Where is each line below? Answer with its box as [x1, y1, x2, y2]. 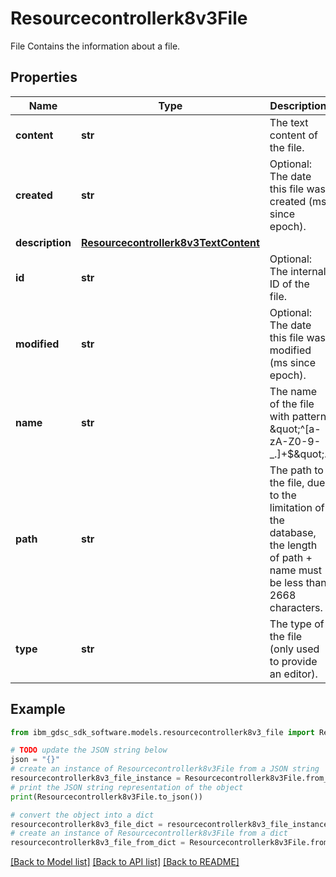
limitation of [269, 500, 325, 514]
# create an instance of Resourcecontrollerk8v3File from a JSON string [10, 764, 320, 774]
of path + [269, 550, 313, 564]
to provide [269, 654, 318, 668]
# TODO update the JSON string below [10, 745, 168, 756]
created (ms [269, 194, 327, 208]
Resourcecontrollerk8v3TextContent [80, 235, 260, 249]
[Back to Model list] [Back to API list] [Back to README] [10, 856, 240, 868]
